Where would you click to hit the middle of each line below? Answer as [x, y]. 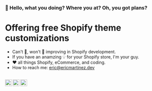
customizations [37, 38]
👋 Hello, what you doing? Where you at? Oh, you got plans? [76, 8]
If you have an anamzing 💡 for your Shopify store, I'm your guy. [76, 57]
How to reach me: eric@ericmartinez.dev [53, 67]
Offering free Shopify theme [63, 28]
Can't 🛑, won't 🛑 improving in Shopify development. [64, 52]
